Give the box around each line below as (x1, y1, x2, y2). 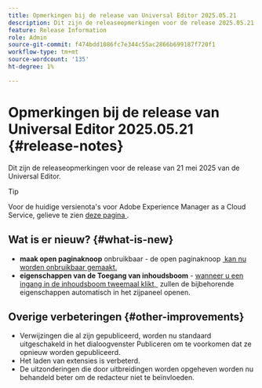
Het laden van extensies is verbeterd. (19, 356, 140, 366)
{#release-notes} (8, 137, 124, 154)
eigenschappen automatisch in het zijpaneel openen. (19, 287, 191, 297)
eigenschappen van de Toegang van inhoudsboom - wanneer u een (19, 271, 244, 280)
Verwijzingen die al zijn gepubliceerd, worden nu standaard (19, 331, 212, 341)
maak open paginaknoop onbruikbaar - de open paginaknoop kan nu (19, 253, 247, 264)
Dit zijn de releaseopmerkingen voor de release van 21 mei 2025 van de (8, 163, 240, 172)
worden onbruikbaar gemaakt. (19, 262, 118, 272)
